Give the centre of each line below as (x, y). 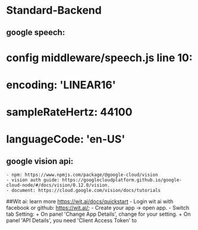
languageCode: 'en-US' (66, 139)
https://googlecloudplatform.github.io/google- (122, 180)
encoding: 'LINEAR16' (61, 85)
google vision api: (40, 161)
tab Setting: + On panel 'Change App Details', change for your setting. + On (99, 214)
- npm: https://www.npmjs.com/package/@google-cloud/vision (82, 175)
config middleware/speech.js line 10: (100, 58)
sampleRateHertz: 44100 (69, 112)
